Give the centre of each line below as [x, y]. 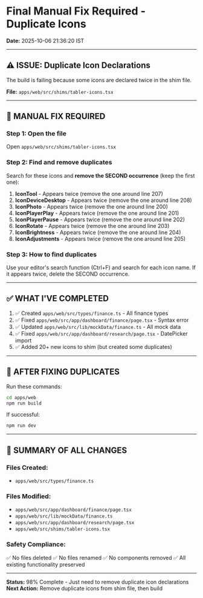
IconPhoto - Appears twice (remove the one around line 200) [91, 206]
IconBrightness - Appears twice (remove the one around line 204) [98, 232]
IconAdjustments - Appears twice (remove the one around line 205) [100, 239]
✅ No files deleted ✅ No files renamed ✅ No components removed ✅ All [96, 557]
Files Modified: [29, 496]
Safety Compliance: [36, 544]
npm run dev [21, 426]
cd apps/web [21, 397]
